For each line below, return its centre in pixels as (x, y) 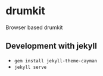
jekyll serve (30, 67)
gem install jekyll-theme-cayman (56, 61)
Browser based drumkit (34, 27)
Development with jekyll (51, 46)
